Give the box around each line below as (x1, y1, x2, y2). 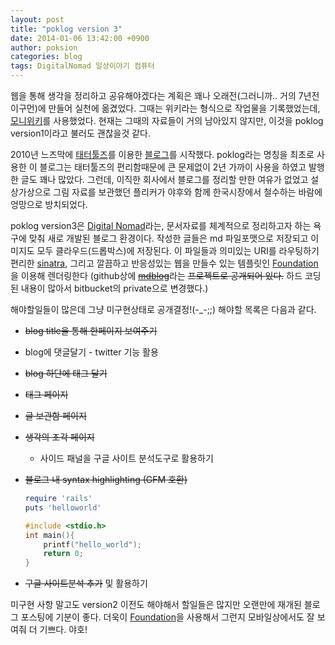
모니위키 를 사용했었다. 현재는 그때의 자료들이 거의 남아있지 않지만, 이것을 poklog (10, 115, 324, 126)
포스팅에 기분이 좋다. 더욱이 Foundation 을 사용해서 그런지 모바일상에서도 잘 (20, 611, 315, 623)
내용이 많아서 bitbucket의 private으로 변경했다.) (20, 282, 209, 294)
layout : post (10, 14, 65, 25)
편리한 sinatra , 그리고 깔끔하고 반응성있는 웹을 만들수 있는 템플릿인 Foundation (10, 257, 319, 269)
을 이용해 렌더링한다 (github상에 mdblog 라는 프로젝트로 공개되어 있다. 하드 (10, 270, 303, 281)
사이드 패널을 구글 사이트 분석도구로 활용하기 (39, 452, 214, 464)
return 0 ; (43, 549, 84, 559)
